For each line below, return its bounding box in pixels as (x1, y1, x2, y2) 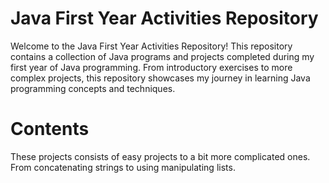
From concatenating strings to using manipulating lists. (10, 161, 236, 173)
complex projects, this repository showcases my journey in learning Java (10, 72, 311, 84)
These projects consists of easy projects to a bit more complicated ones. (10, 150, 311, 162)
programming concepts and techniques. (10, 82, 176, 94)
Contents (10, 118, 90, 141)
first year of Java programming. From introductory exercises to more (10, 61, 293, 73)
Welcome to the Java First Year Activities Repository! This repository (10, 40, 293, 52)
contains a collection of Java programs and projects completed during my (10, 50, 315, 62)
